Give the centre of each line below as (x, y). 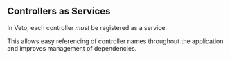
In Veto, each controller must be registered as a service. (87, 27)
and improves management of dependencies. (72, 48)
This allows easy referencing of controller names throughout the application (115, 41)
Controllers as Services (59, 11)
